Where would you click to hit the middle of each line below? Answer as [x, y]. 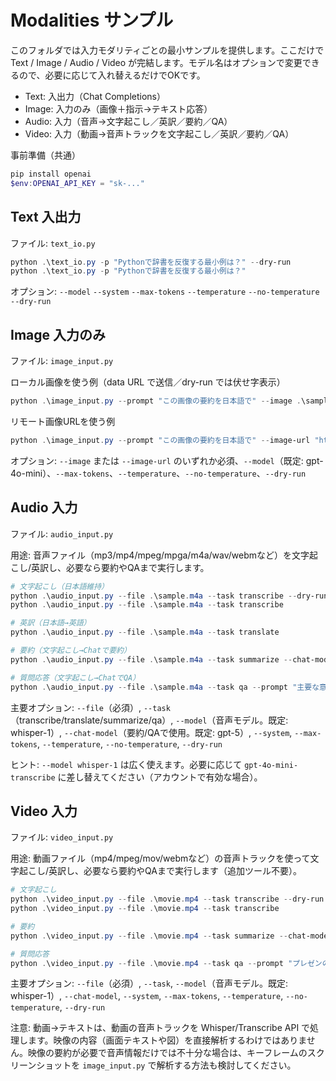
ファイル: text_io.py [53, 243]
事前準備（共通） [45, 155]
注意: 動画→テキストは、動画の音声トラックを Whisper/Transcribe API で [160, 1028]
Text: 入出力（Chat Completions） [95, 96]
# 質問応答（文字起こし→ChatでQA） [75, 677]
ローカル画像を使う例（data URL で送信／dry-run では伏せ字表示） [148, 382]
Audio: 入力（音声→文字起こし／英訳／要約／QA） [128, 121]
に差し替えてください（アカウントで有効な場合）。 [160, 777]
